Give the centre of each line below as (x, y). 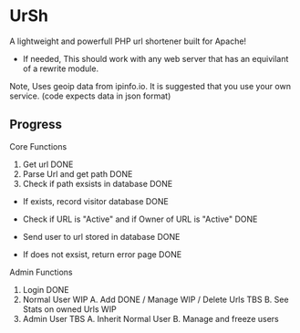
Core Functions (38, 146)
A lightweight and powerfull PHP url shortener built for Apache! (128, 41)
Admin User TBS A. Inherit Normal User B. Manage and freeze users (151, 318)
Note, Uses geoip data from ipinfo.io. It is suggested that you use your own (150, 86)
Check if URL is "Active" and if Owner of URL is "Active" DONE (140, 219)
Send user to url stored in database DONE (101, 236)
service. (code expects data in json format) (90, 96)
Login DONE (46, 289)
